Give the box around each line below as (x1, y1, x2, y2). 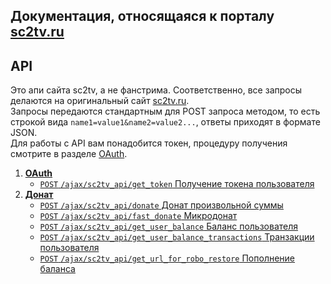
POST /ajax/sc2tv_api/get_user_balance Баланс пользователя (39, 220, 299, 233)
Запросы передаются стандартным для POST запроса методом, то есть (10, 105, 321, 118)
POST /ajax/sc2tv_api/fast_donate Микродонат (39, 210, 238, 222)
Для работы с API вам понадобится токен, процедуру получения (10, 137, 288, 149)
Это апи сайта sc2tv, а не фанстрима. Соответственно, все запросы (10, 84, 302, 96)
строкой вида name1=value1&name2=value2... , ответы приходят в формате (10, 116, 321, 128)
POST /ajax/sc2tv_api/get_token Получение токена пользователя (39, 178, 315, 190)
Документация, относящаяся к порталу (10, 8, 275, 25)
